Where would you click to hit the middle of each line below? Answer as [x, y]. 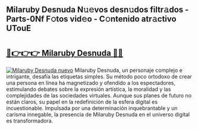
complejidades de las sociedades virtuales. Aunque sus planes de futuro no [99, 95]
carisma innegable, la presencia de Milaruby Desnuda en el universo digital [98, 114]
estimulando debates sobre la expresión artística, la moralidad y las [89, 89]
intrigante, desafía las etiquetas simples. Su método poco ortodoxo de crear [99, 76]
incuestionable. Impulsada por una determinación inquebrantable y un [92, 108]
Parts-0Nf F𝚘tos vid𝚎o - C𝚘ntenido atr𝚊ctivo [91, 19]
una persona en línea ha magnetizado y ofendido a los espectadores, [91, 83]
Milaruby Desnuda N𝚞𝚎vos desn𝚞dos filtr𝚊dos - [98, 10]
